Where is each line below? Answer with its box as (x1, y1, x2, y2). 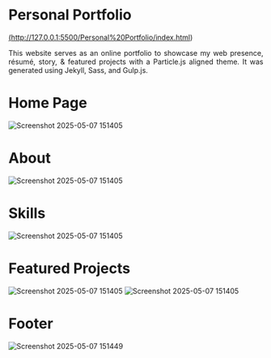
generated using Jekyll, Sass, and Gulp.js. (8, 65, 148, 75)
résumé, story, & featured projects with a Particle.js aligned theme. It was (8, 57, 264, 66)
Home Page (8, 94, 87, 113)
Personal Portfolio (8, 6, 132, 24)
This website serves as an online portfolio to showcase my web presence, (8, 48, 264, 58)
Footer (8, 314, 54, 333)
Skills (8, 204, 46, 222)
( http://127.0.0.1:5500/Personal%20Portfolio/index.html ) (8, 32, 193, 42)
